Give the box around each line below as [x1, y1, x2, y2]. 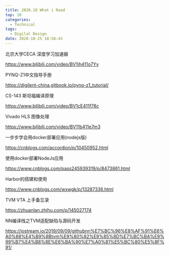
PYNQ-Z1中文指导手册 [5, 71, 52, 77]
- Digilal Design [10, 31, 47, 36]
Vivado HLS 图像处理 [5, 113, 50, 120]
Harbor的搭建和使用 [5, 175, 47, 182]
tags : [5, 27, 17, 32]
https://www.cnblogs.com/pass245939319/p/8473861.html [5, 165, 131, 171]
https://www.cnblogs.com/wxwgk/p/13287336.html [5, 186, 114, 192]
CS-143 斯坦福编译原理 [5, 92, 54, 99]
